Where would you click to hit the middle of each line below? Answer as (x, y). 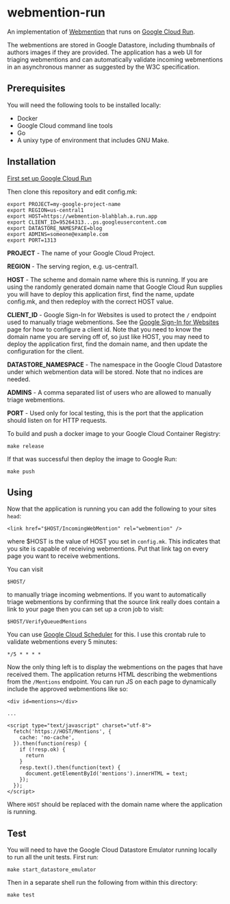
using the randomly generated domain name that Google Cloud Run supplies (115, 287)
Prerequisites (36, 88)
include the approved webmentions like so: (68, 689)
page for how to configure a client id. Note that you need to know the (104, 329)
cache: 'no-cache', (47, 738)
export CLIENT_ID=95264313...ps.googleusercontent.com (87, 222)
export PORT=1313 (32, 240)
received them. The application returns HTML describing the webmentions (112, 675)
